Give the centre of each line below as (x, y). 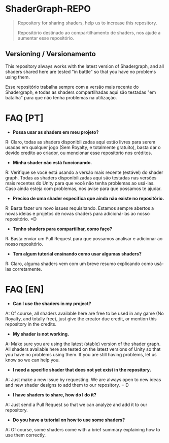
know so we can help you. (32, 360)
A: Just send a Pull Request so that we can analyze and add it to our (76, 404)
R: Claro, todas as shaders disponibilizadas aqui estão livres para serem (80, 142)
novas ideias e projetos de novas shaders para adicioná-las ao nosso (78, 213)
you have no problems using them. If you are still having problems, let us (81, 354)
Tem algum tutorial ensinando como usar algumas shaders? (77, 253)
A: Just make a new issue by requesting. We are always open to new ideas (83, 379)
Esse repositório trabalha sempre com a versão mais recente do (72, 87)
